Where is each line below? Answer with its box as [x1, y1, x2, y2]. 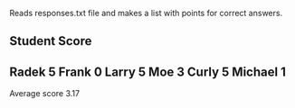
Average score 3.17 [9, 88, 80, 99]
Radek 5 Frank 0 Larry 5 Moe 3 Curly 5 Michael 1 [9, 64, 287, 79]
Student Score [9, 33, 92, 49]
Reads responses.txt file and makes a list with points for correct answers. [9, 8, 283, 18]
